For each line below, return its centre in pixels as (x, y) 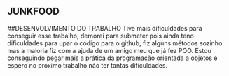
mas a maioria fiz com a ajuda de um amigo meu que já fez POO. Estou (109, 50)
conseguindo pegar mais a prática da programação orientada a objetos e (112, 58)
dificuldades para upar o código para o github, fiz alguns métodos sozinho (115, 43)
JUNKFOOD (33, 12)
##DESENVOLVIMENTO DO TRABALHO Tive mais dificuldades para (105, 28)
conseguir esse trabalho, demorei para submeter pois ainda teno (100, 36)
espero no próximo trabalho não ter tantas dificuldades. (88, 65)
